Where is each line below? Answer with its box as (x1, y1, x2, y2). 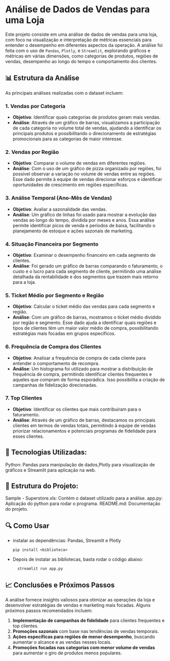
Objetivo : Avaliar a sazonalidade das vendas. (12, 206, 108, 212)
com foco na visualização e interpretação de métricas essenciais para (5, 37, 152, 43)
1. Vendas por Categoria (5, 102, 65, 110)
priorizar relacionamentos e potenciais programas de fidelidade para (12, 428, 156, 434)
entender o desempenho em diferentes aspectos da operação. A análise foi (5, 42, 163, 48)
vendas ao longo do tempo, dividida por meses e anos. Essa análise (12, 217, 155, 223)
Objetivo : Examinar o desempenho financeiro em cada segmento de (12, 252, 156, 258)
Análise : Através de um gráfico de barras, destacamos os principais (12, 417, 156, 423)
